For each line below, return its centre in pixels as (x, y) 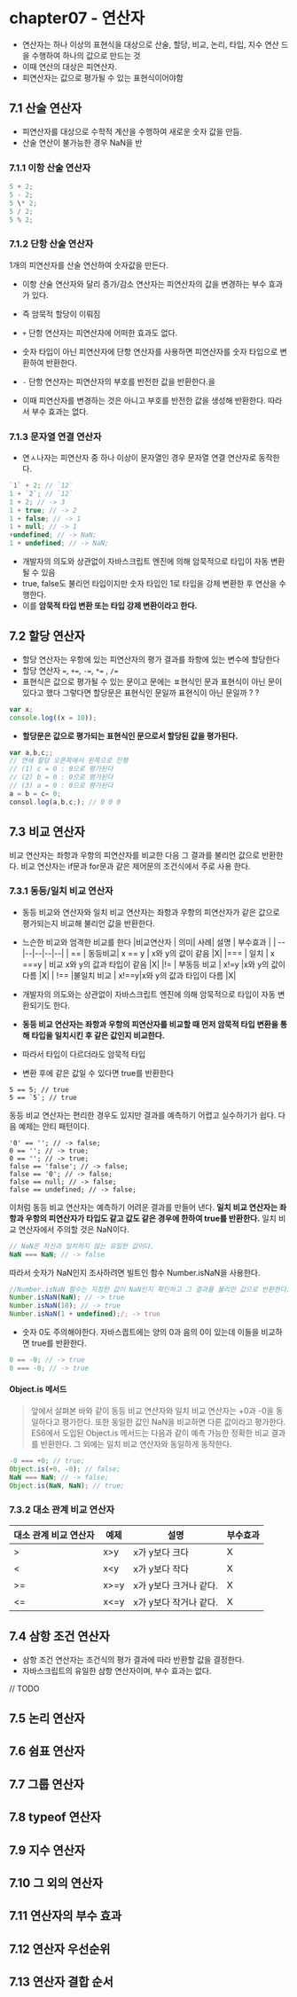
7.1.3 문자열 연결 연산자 (55, 436)
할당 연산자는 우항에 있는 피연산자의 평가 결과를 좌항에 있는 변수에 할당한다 (151, 659)
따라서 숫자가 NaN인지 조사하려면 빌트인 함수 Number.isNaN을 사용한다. (135, 1272)
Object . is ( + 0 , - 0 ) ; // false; (65, 1469)
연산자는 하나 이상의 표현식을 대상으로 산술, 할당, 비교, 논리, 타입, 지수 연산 (150, 44)
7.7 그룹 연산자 (47, 1784)
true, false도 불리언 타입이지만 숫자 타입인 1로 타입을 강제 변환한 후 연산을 (149, 584)
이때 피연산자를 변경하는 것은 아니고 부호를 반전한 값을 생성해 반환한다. (144, 400)
